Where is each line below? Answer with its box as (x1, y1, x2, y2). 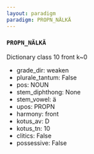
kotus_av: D (16, 117, 49, 125)
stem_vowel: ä (16, 95, 56, 103)
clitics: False (16, 131, 52, 140)
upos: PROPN (16, 102, 56, 110)
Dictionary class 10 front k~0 (6, 53, 88, 61)
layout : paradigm (6, 10, 56, 17)
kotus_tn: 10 (16, 124, 51, 132)
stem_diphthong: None (16, 88, 81, 96)
